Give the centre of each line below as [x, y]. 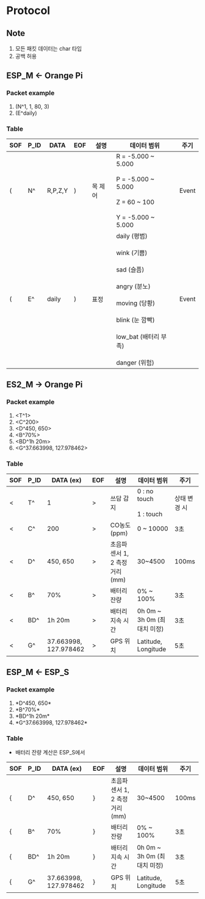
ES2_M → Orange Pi [45, 385]
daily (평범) [131, 236]
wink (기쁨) [131, 253]
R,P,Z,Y [57, 190]
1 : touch [150, 514]
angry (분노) [133, 286]
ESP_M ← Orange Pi [45, 76]
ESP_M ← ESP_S [38, 672]
